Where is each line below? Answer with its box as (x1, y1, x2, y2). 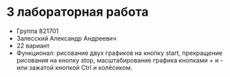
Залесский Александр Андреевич (16, 34, 116, 42)
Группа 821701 (16, 27, 59, 35)
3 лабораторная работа (6, 4, 149, 20)
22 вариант (16, 41, 50, 49)
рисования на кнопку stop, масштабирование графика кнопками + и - (16, 56, 224, 64)
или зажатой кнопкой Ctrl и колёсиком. (16, 63, 133, 71)
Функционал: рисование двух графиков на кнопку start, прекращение (16, 49, 223, 57)
